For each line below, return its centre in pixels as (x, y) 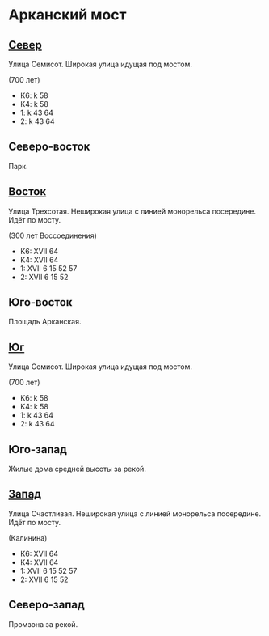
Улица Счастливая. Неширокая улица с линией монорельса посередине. (135, 513)
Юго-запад (38, 449)
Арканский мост (67, 15)
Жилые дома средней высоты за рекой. (78, 469)
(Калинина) (28, 538)
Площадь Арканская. (45, 322)
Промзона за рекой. (43, 624)
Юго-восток (40, 302)
